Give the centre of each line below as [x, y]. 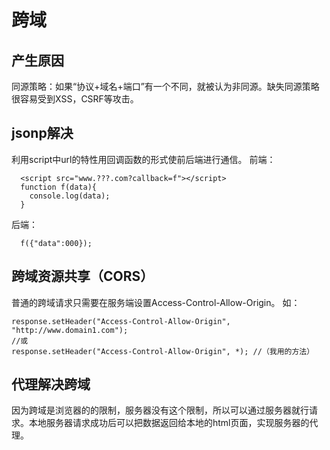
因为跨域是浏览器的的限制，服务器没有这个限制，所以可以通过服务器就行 [160, 410]
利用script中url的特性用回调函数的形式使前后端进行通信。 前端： [143, 159]
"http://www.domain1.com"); [70, 330]
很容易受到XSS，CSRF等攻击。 [75, 99]
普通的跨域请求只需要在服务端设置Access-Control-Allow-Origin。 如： [156, 302]
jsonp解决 [42, 133]
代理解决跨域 [51, 384]
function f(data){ [59, 187]
